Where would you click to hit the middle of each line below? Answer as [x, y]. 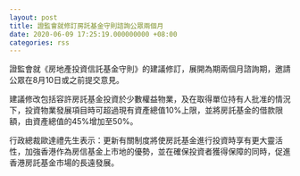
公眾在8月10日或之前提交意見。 [67, 80]
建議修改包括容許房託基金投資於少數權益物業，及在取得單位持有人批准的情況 [150, 99]
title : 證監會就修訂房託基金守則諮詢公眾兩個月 [87, 26]
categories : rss [39, 42]
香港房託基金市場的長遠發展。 [64, 163]
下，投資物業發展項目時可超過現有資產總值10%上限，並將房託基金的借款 [142, 110]
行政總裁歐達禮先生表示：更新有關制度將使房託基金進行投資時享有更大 [138, 140]
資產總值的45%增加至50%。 [85, 122]
